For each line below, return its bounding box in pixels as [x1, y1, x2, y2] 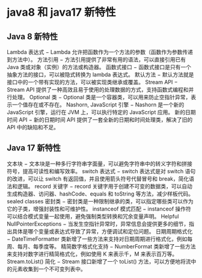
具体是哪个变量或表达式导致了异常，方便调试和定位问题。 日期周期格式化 [11, 227, 193, 235]
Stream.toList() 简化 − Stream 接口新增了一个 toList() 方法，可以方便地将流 [7, 258, 191, 265]
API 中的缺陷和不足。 [7, 124, 60, 131]
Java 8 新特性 [7, 31, 58, 42]
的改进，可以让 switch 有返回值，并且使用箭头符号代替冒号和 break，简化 [7, 175, 189, 182]
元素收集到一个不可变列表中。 [11, 265, 86, 273]
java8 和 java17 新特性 [7, 5, 116, 19]
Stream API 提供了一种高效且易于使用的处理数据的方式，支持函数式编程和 [7, 86, 189, 93]
